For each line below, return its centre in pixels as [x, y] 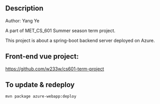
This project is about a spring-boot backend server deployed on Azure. [80, 40]
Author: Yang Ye [22, 20]
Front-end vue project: [42, 56]
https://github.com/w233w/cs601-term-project [55, 69]
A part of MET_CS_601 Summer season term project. [61, 31]
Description [24, 8]
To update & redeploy [40, 85]
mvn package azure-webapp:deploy [41, 96]
